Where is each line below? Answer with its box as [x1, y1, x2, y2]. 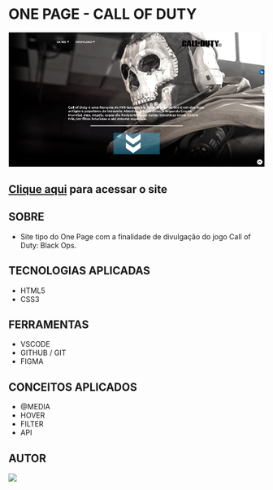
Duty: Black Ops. [19, 240, 77, 250]
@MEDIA [19, 402, 50, 412]
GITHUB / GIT [19, 348, 67, 358]
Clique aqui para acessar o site [8, 182, 168, 196]
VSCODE [19, 339, 50, 349]
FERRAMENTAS [8, 318, 89, 332]
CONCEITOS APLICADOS [8, 380, 137, 394]
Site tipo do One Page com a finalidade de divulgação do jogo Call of [19, 231, 251, 241]
